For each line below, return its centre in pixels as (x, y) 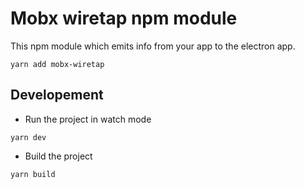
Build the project (58, 156)
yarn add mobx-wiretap (57, 64)
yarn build (33, 174)
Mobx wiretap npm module (124, 18)
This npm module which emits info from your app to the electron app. (153, 46)
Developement (57, 95)
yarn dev (28, 137)
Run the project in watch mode (88, 119)
